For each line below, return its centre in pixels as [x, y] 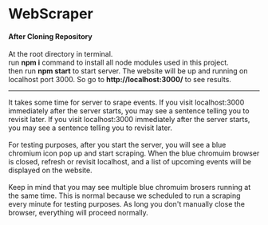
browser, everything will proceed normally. [79, 213]
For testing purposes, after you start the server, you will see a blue [117, 145]
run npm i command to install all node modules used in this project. [118, 63]
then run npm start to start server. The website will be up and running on [128, 71]
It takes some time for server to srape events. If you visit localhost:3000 [126, 103]
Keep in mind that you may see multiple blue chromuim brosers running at [130, 187]
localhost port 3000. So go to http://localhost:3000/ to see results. [120, 80]
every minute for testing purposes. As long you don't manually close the [127, 204]
